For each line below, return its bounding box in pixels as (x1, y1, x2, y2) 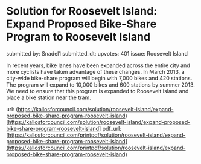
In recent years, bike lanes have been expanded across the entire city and (6, 62, 190, 69)
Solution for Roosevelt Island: (6, 4, 158, 18)
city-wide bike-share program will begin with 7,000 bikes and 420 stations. (6, 74, 193, 82)
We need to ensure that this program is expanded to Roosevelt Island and (6, 87, 189, 94)
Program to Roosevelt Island (6, 30, 151, 44)
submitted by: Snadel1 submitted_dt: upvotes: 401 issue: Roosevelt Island (6, 50, 188, 57)
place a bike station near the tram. (6, 94, 92, 101)
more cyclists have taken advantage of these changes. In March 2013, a (6, 68, 185, 75)
